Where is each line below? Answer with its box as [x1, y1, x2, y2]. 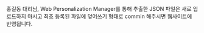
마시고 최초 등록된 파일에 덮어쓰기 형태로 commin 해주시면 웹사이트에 [27, 13, 192, 20]
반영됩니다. [6, 20, 33, 27]
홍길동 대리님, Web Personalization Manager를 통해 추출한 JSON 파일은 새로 [6, 5, 192, 12]
